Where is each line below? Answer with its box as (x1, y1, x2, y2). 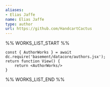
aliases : (5, 7, 24, 13)
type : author (5, 21, 33, 27)
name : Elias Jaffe (5, 17, 44, 22)
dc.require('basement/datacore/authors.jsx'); (5, 54, 106, 60)
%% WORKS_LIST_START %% (5, 40, 70, 46)
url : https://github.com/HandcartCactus (5, 26, 93, 31)
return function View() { (5, 59, 60, 64)
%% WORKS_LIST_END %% (5, 76, 65, 82)
